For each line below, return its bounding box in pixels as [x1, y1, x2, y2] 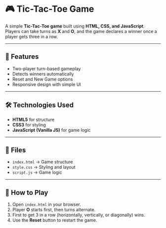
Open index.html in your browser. [12, 201, 82, 207]
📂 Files [5, 146, 26, 154]
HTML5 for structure [12, 116, 55, 122]
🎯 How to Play [5, 188, 48, 197]
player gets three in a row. [5, 34, 58, 39]
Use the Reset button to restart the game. [12, 217, 97, 223]
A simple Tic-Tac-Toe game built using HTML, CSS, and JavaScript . [5, 23, 145, 29]
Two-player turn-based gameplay [12, 66, 81, 72]
